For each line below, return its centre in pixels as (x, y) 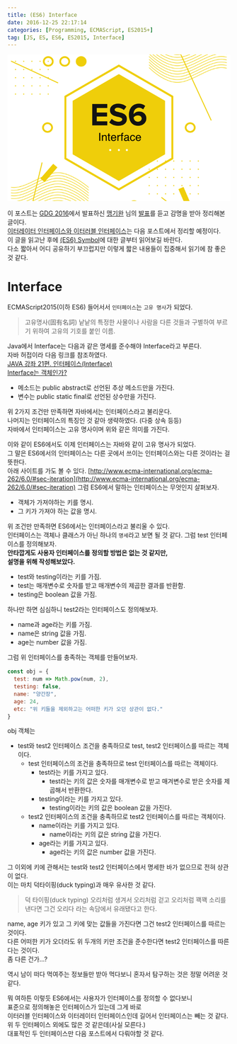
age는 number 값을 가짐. (52, 642)
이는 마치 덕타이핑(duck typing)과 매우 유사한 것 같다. (81, 885)
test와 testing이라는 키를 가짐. (59, 577)
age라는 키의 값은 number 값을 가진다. (103, 852)
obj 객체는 (21, 731)
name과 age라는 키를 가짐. (54, 625)
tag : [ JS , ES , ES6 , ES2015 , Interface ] (66, 38)
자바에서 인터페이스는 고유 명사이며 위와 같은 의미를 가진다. (88, 429)
